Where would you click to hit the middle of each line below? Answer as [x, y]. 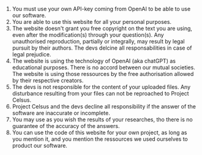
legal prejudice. [32, 54]
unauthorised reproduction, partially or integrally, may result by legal [98, 41]
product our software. [39, 146]
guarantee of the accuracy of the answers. [66, 126]
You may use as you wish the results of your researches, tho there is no [102, 119]
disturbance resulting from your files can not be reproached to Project [100, 93]
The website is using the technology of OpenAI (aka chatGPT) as [94, 61]
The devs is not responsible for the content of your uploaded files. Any [101, 87]
